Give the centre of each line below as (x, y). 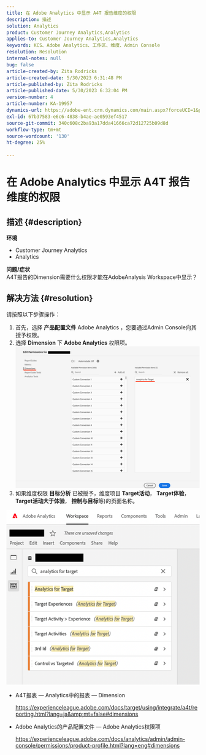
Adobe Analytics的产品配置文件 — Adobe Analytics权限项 (88, 727)
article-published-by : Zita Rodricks (55, 84)
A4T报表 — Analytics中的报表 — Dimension (70, 695)
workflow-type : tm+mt (34, 130)
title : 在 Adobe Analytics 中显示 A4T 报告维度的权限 (71, 13)
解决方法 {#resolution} (50, 298)
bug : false (20, 65)
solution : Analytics (33, 26)
